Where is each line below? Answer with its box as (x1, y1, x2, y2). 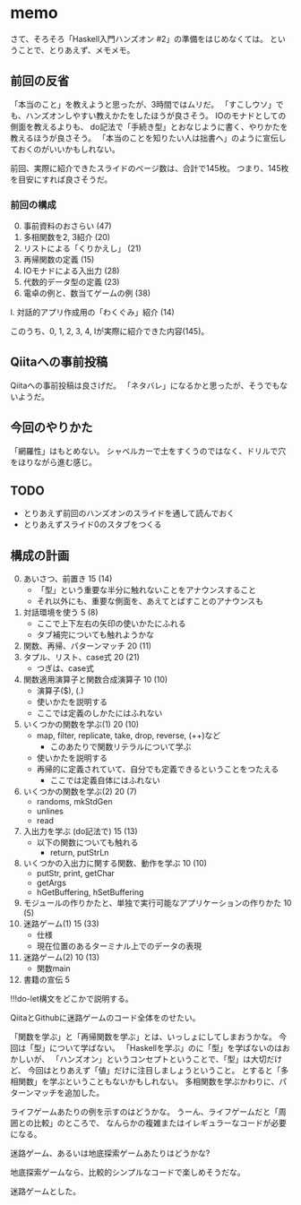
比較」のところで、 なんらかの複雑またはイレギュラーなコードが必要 (33, 1118, 288, 1129)
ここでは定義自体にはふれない (49, 775, 160, 786)
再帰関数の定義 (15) (22, 254, 95, 265)
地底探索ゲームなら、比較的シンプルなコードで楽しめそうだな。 (10, 1167, 245, 1178)
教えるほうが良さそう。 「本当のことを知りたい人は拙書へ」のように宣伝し (10, 133, 287, 143)
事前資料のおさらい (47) (22, 220, 112, 231)
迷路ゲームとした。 (10, 1186, 82, 1197)
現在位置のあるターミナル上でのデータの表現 (36, 941, 202, 951)
